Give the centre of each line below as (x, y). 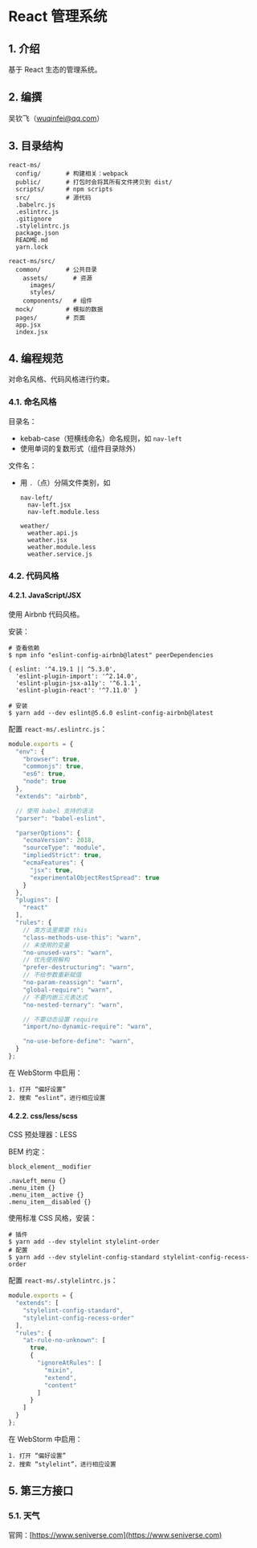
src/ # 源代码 (53, 198)
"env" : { (30, 751)
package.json (37, 233)
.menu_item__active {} (46, 1195)
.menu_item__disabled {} (50, 1202)
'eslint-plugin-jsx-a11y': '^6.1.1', (79, 683)
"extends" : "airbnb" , (52, 796)
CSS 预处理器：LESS (43, 1135)
